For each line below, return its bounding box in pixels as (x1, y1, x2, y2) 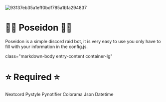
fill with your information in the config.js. (5, 44, 88, 50)
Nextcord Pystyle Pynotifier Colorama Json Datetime (5, 91, 114, 97)
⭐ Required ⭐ (5, 72, 60, 83)
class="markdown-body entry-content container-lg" (5, 53, 113, 59)
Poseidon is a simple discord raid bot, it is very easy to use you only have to (5, 38, 161, 44)
